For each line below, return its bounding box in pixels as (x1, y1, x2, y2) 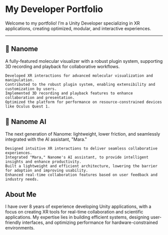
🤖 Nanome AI (5, 117, 46, 126)
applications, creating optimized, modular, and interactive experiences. (5, 25, 151, 31)
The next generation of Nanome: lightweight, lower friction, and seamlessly (5, 131, 160, 137)
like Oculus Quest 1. (5, 104, 50, 109)
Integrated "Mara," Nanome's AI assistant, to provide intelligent (5, 155, 149, 160)
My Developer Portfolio (5, 4, 103, 15)
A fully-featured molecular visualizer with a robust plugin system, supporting (5, 58, 163, 64)
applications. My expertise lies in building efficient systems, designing (5, 214, 149, 220)
